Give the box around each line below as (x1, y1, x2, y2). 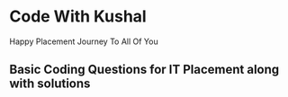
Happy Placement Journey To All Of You (9, 36, 159, 47)
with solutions (9, 76, 91, 92)
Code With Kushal (9, 6, 147, 27)
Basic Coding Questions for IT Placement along (9, 62, 280, 77)
